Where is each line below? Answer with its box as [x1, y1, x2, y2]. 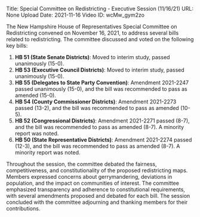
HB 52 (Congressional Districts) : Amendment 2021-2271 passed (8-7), [14, 117, 190, 124]
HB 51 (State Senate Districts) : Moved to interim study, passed [14, 54, 170, 60]
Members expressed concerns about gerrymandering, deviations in [6, 173, 173, 180]
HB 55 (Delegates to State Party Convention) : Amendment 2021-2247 [14, 79, 189, 86]
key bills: [6, 42, 28, 49]
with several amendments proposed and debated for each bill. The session [6, 192, 190, 199]
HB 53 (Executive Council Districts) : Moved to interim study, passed [14, 66, 185, 74]
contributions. [6, 205, 41, 212]
